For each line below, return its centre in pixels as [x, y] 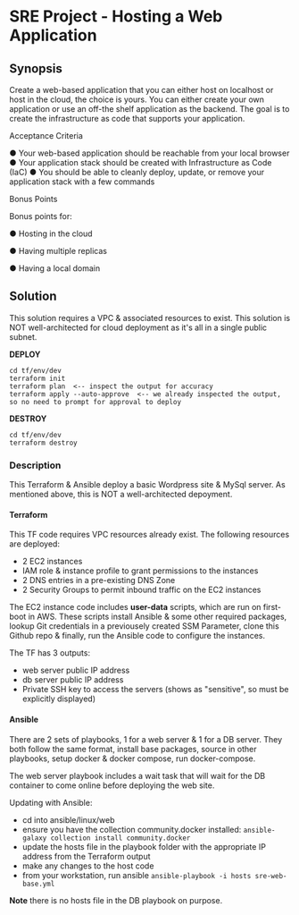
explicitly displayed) [59, 699]
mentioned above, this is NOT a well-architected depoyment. [121, 495]
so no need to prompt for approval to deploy [95, 402]
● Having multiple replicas [58, 251]
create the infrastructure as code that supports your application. [127, 119]
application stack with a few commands [82, 182]
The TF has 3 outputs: [50, 653]
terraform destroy [43, 443]
